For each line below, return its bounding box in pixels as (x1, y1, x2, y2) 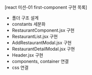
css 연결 (11, 65, 29, 71)
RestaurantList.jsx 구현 (11, 34, 58, 39)
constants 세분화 (11, 21, 46, 27)
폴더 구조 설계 (11, 15, 39, 21)
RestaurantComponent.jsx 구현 (11, 27, 75, 33)
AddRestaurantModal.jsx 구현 (11, 40, 72, 46)
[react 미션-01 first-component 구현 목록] (4, 4, 88, 10)
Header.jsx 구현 (11, 52, 43, 58)
